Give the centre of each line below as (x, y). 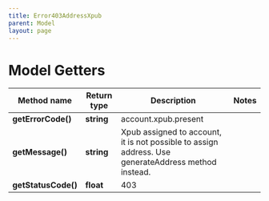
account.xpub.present (162, 119)
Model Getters (57, 70)
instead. (136, 172)
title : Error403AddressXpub (55, 16)
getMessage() (40, 152)
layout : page (30, 30)
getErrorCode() (42, 119)
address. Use (145, 152)
